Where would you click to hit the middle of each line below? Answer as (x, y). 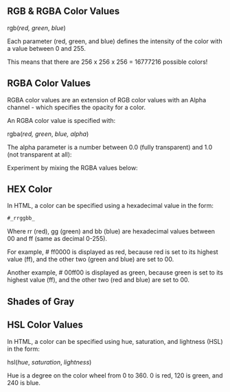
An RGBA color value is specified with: (61, 120)
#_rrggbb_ (21, 218)
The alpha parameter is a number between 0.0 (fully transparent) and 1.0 (110, 147)
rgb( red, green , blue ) (37, 27)
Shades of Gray (41, 301)
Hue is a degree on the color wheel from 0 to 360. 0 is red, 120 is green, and (115, 375)
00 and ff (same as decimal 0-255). (57, 239)
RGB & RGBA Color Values (64, 11)
